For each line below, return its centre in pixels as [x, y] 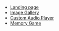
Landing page [24, 7]
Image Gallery [24, 12]
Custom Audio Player [32, 18]
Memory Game [25, 23]
